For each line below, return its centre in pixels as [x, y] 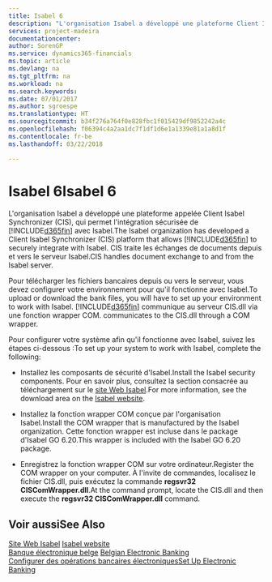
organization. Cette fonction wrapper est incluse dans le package [129, 431]
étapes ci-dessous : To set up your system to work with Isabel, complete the [135, 349]
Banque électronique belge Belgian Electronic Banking [99, 553]
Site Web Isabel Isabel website [59, 544]
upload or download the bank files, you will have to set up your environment [135, 298]
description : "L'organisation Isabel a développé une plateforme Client [134, 24]
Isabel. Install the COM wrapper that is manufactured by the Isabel [130, 423]
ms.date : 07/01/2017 [43, 99]
